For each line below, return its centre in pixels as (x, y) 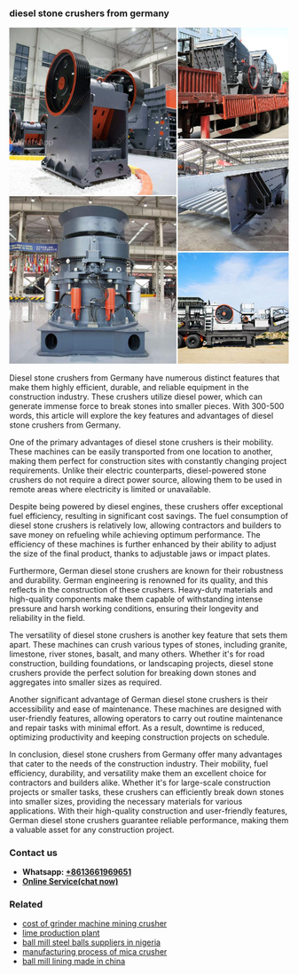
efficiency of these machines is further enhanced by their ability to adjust (143, 544)
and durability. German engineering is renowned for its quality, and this (139, 580)
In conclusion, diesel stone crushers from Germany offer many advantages (146, 754)
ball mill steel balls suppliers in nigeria (91, 942)
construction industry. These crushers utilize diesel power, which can (136, 397)
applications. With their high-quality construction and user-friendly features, (149, 811)
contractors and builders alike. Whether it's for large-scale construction (140, 782)
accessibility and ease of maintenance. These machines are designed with (145, 709)
